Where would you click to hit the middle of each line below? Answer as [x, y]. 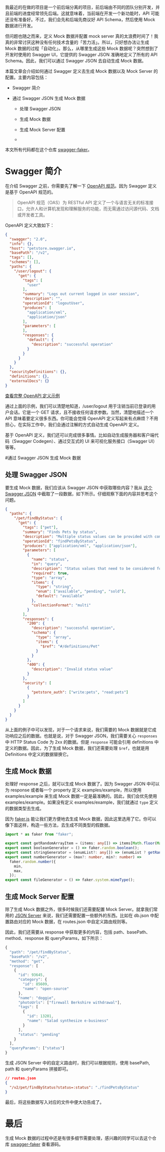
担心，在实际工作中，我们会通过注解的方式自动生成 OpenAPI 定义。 [73, 424]
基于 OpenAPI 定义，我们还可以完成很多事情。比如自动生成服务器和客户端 [80, 435]
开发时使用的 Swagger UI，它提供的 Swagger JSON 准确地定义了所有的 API [82, 55]
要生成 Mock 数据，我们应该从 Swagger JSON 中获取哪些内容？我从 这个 [79, 487]
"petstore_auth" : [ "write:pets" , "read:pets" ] [80, 692]
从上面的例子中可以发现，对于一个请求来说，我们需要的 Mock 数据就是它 [79, 729]
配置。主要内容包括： [27, 77]
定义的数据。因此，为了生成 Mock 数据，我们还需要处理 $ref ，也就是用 [77, 748]
